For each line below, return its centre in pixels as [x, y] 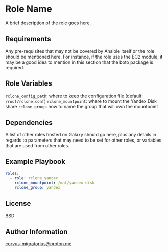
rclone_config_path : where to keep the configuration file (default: [74, 96]
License [18, 203]
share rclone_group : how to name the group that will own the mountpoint [82, 106]
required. [15, 67]
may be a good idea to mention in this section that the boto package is [79, 62]
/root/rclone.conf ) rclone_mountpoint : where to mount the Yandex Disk [81, 101]
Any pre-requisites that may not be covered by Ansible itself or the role [80, 51]
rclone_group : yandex [37, 187]
